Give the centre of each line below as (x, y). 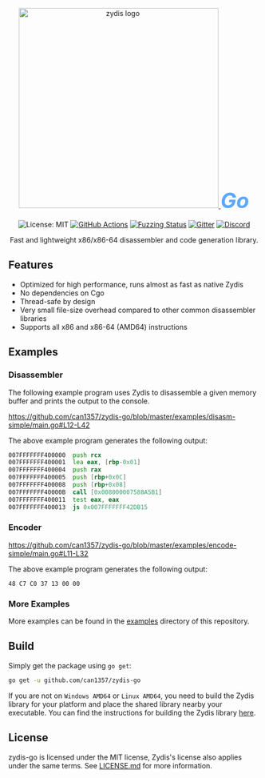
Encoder (25, 527)
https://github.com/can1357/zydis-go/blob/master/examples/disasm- (122, 416)
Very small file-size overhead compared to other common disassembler (138, 310)
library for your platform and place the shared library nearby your (115, 704)
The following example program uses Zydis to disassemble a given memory (132, 392)
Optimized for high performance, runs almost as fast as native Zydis (131, 284)
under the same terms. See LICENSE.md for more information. (111, 765)
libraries (33, 318)
